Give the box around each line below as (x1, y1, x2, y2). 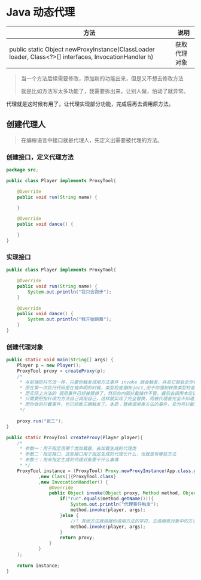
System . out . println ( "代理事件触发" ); (70, 502, 159, 507)
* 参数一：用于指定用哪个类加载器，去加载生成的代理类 (19, 446, 136, 452)
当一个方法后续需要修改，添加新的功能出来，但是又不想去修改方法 (20, 74, 184, 81)
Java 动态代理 (6, 5, 75, 19)
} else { (59, 512, 79, 518)
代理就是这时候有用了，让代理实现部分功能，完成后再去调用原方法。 (6, 100, 174, 107)
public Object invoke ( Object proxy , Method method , (48, 490, 181, 496)
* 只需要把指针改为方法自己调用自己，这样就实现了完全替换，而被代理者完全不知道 (19, 396, 194, 402)
